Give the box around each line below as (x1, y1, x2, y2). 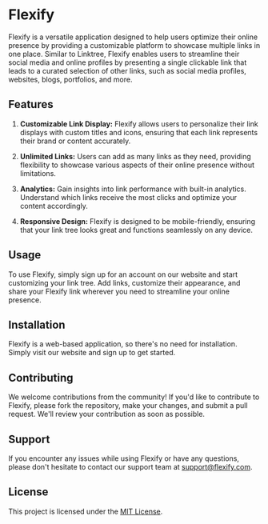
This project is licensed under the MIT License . (8, 506, 163, 516)
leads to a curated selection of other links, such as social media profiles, (8, 66, 246, 75)
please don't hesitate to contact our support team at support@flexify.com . (8, 462, 254, 471)
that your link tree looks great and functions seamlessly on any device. (19, 225, 254, 234)
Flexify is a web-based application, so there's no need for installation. (8, 339, 238, 349)
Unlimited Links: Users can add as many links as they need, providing (19, 151, 252, 161)
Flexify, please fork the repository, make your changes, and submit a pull (8, 401, 248, 410)
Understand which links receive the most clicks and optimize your (19, 192, 238, 202)
